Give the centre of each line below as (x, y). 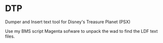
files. (10, 36)
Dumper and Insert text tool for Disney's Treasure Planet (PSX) (68, 22)
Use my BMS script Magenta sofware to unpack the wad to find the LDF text (81, 31)
